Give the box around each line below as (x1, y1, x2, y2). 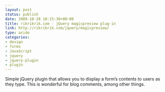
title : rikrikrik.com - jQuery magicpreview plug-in (5, 21, 116, 26)
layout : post (5, 7, 32, 12)
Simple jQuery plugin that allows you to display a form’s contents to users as (5, 76, 161, 82)
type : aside (5, 30, 30, 35)
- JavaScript (5, 48, 32, 53)
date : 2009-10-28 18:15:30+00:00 (5, 16, 74, 21)
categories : (5, 35, 30, 40)
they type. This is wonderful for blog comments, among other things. (5, 81, 145, 87)
